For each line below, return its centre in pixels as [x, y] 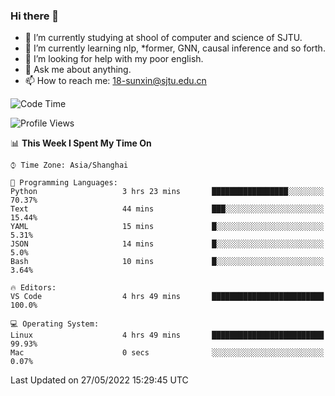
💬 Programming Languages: [64, 183]
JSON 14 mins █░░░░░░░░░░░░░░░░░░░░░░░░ [167, 244]
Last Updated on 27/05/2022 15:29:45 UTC [99, 380]
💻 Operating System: [55, 324]
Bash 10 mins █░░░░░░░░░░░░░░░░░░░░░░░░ [167, 262]
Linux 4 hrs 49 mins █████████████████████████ [167, 335]
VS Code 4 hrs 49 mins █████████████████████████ [167, 297]
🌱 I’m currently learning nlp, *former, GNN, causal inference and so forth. [175, 48]
